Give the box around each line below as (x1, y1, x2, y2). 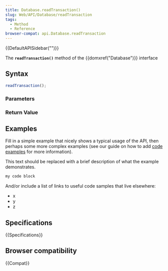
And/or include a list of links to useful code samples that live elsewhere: (5, 183, 156, 189)
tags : (5, 17, 17, 22)
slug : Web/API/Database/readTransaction (5, 12, 93, 17)
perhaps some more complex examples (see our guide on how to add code (5, 143, 163, 149)
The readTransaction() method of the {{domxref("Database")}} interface (5, 55, 158, 61)
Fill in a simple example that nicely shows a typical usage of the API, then (5, 138, 159, 144)
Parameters (5, 95, 35, 102)
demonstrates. (5, 164, 36, 170)
